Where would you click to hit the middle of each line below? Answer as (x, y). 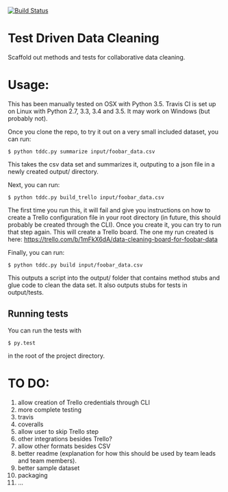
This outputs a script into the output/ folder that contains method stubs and (114, 278)
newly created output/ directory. (53, 171)
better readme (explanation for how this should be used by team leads (117, 453)
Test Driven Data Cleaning (84, 38)
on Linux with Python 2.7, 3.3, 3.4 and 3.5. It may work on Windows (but (109, 111)
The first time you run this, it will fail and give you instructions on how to (109, 210)
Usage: (29, 85)
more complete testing (49, 409)
